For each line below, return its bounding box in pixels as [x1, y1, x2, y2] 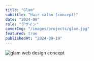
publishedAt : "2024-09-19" [5, 36, 62, 41]
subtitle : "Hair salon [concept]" [5, 12, 79, 17]
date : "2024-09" [5, 17, 40, 22]
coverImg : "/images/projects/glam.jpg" [5, 26, 90, 32]
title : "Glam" [5, 7, 36, 13]
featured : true [5, 31, 38, 36]
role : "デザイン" [5, 21, 39, 27]
